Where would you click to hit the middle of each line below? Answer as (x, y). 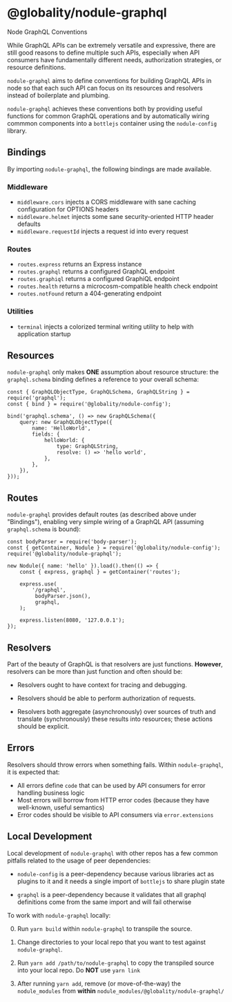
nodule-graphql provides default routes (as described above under (102, 514)
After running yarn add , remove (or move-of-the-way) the (99, 983)
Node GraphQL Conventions (47, 32)
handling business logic (51, 793)
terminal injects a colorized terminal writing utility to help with (105, 327)
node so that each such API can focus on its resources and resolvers (105, 88)
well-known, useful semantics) (61, 807)
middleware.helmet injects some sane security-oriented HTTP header (115, 217)
